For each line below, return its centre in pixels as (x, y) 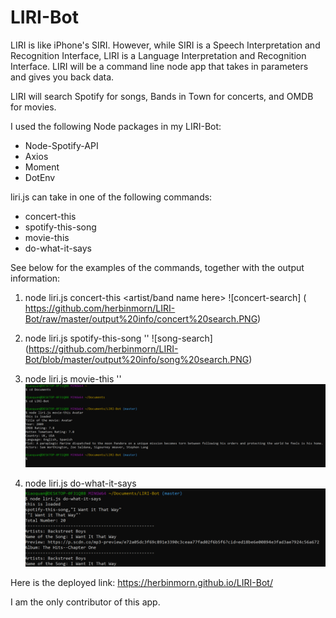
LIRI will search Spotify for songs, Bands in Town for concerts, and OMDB (162, 96)
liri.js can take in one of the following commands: (111, 197)
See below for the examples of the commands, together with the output (157, 267)
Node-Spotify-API (61, 145)
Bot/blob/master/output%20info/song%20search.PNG (137, 359)
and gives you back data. (62, 77)
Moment (42, 167)
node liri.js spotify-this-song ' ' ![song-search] (118, 338)
